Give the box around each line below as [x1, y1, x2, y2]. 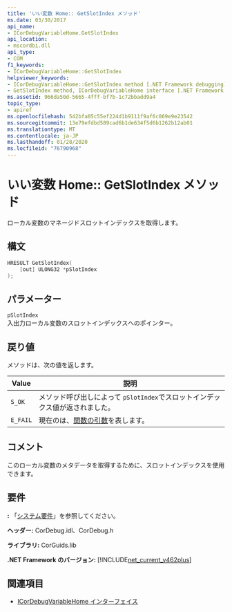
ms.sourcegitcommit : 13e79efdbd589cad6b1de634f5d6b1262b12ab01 [7, 119, 193, 127]
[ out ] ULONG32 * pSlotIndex [19, 266, 97, 273]
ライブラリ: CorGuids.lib [7, 541, 77, 549]
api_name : [7, 23, 36, 30]
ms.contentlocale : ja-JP [7, 132, 79, 139]
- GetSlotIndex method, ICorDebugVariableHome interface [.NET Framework [7, 87, 224, 94]
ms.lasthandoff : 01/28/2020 [7, 139, 88, 146]
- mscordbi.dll [7, 42, 51, 49]
